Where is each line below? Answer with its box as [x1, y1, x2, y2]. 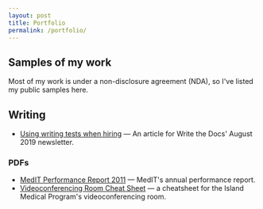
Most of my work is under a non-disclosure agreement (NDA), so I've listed [8, 77, 254, 86]
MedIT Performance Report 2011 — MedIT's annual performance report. [19, 175, 256, 184]
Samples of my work [8, 55, 112, 69]
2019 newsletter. [19, 138, 74, 146]
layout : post [8, 11, 52, 20]
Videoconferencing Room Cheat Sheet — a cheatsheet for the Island [19, 184, 245, 193]
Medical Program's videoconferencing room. [19, 192, 167, 202]
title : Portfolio [8, 19, 66, 27]
